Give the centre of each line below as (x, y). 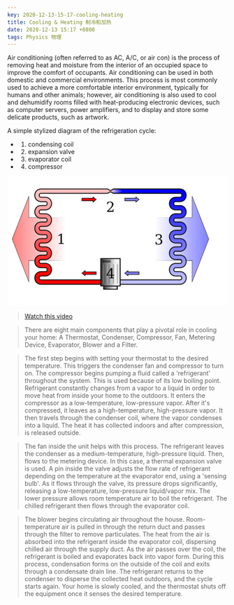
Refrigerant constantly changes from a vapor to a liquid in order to (119, 388)
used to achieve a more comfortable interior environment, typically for (108, 88)
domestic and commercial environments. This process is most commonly (112, 80)
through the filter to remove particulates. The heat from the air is (117, 534)
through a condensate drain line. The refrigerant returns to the (114, 571)
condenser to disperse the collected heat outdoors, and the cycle (118, 579)
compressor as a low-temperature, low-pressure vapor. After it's (117, 403)
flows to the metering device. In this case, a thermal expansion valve (123, 461)
